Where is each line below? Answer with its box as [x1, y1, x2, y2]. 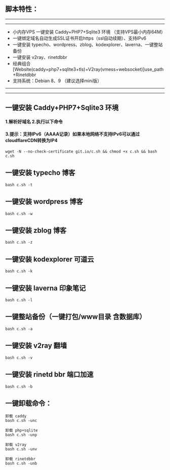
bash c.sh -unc [5, 418, 37, 423]
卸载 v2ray [5, 442, 27, 448]
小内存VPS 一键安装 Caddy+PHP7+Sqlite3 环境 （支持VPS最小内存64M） [12, 28, 166, 35]
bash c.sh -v [5, 355, 33, 360]
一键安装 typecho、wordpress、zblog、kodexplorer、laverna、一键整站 [12, 41, 163, 47]
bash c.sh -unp [5, 432, 37, 438]
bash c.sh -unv [5, 447, 37, 452]
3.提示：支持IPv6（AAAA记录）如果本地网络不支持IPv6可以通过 [5, 131, 140, 137]
